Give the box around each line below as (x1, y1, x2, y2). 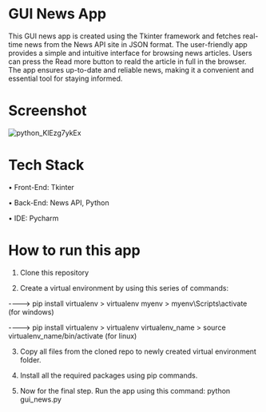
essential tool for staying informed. (8, 73, 123, 83)
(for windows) (8, 307, 54, 316)
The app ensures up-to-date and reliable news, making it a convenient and (8, 65, 254, 74)
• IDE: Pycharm (8, 213, 59, 223)
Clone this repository (19, 267, 89, 277)
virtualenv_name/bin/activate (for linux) (8, 331, 137, 340)
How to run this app (8, 241, 141, 259)
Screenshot (8, 101, 87, 120)
